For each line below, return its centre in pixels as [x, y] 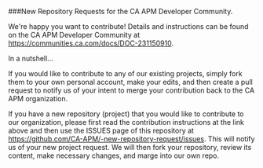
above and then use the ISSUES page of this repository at [101, 130]
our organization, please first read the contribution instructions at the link [126, 122]
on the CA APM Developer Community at [74, 35]
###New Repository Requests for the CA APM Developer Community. [121, 11]
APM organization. [38, 99]
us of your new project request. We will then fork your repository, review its [130, 147]
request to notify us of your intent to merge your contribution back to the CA [131, 90]
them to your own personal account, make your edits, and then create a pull [130, 82]
